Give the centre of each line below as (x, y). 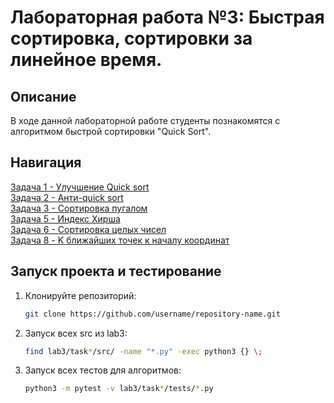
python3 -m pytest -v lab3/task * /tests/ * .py (119, 389)
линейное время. (86, 60)
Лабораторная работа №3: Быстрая (167, 17)
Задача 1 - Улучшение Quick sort (80, 187)
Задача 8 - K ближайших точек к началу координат (120, 240)
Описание (43, 96)
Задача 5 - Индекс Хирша (65, 218)
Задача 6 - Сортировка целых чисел (88, 229)
